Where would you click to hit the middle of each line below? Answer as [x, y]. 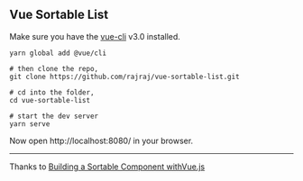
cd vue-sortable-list [50, 100]
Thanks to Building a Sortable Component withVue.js [107, 167]
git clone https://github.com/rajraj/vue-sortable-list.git [125, 77]
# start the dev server [54, 116]
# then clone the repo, [54, 68]
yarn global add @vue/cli [58, 53]
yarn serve [30, 124]
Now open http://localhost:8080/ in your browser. [101, 140]
